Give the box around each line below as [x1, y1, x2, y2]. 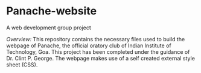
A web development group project [6, 24, 92, 31]
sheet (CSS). [6, 61, 38, 68]
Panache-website [6, 4, 97, 18]
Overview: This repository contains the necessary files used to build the [6, 35, 185, 42]
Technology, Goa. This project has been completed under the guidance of [6, 48, 190, 55]
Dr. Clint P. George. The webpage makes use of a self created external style [6, 54, 195, 62]
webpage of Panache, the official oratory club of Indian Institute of [6, 42, 171, 49]
